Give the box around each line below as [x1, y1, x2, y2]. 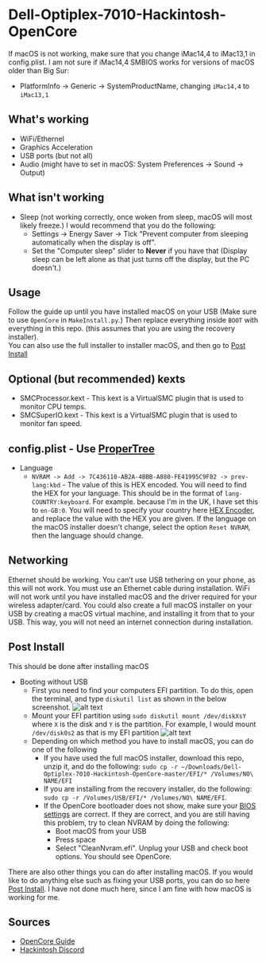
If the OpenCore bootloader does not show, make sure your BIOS [43, 800, 256, 810]
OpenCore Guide [19, 937, 75, 946]
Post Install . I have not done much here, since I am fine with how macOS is [8, 884, 252, 894]
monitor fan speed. [19, 419, 83, 428]
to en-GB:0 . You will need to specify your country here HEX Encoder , [31, 506, 255, 514]
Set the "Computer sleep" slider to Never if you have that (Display [31, 245, 248, 256]
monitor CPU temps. [19, 402, 87, 412]
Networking [8, 553, 69, 567]
